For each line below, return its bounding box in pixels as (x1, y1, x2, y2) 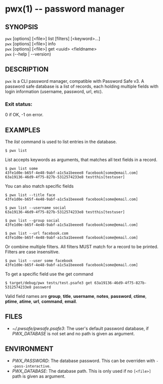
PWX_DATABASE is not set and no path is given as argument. (12, 330, 135, 336)
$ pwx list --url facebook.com (5, 231, 69, 236)
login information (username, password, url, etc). (5, 89, 103, 94)
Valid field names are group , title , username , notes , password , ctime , (5, 293, 147, 299)
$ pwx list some (5, 166, 38, 171)
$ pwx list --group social (5, 218, 60, 223)
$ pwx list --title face (5, 192, 55, 198)
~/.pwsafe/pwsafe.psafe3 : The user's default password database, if (12, 325, 149, 331)
